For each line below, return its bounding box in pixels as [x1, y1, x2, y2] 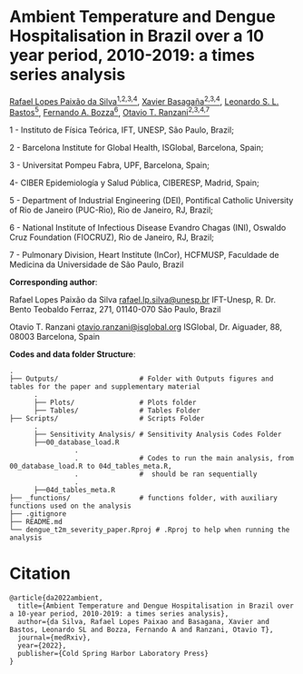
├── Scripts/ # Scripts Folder [9, 414, 205, 423]
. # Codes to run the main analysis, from [73, 454, 295, 463]
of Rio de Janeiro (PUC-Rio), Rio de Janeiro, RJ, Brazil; [9, 204, 213, 215]
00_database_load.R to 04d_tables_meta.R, [9, 461, 172, 471]
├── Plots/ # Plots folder [33, 398, 197, 408]
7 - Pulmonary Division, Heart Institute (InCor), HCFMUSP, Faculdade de [9, 250, 279, 261]
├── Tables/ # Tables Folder [33, 406, 201, 415]
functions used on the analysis [9, 501, 132, 510]
